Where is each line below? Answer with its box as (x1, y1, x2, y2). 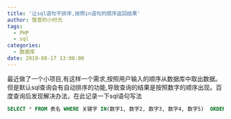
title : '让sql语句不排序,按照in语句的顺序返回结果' (7, 10, 141, 17)
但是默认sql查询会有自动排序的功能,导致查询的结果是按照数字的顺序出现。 (7, 83, 217, 91)
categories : (7, 42, 41, 49)
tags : (7, 23, 23, 30)
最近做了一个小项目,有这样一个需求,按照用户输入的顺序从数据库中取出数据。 (7, 74, 222, 83)
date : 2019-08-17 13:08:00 (7, 55, 85, 62)
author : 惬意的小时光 (7, 17, 63, 23)
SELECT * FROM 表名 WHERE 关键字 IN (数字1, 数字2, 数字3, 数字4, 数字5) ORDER (7, 105, 225, 112)
